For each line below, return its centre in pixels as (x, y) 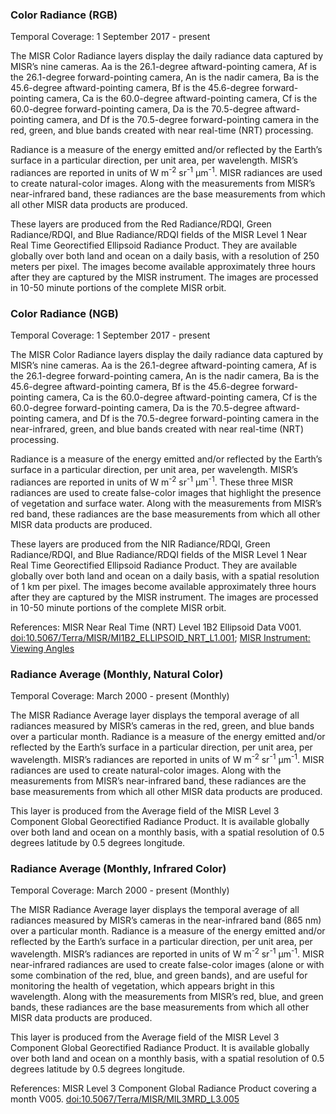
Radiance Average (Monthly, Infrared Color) (118, 868)
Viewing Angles (42, 648)
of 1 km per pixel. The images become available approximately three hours (163, 586)
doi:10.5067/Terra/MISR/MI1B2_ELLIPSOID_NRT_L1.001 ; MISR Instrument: (160, 637)
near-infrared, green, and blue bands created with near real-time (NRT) (157, 429)
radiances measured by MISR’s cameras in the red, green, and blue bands (162, 726)
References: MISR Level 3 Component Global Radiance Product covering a (163, 1088)
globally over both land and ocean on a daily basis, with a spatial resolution (165, 575)
